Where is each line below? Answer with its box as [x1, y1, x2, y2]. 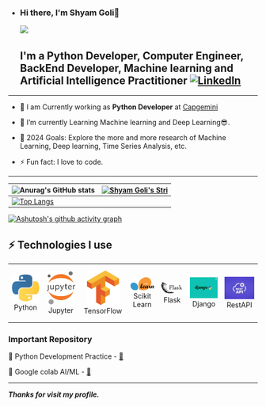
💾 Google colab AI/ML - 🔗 [8, 367, 92, 377]
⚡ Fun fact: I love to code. [19, 158, 104, 167]
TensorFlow [83, 306, 123, 315]
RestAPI [226, 300, 253, 310]
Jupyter [47, 306, 74, 315]
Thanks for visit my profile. [8, 390, 100, 399]
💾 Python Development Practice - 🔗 [8, 352, 124, 361]
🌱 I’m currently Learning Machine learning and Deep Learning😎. [19, 118, 230, 127]
